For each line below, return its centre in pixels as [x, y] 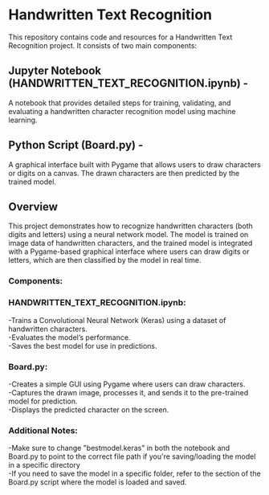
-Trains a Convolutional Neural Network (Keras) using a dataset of [117, 320]
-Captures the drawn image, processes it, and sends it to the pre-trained [128, 392]
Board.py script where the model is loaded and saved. [98, 482]
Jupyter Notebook [55, 71]
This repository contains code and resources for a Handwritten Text [120, 37]
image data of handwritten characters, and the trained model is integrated [130, 243]
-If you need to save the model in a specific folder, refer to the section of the [134, 474]
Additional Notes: [43, 430]
